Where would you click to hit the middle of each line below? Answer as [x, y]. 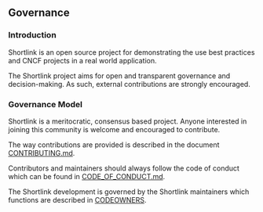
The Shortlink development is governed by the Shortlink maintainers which [129, 192]
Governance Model [45, 104]
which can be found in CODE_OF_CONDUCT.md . [87, 176]
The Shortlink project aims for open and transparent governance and [119, 75]
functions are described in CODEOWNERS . [77, 199]
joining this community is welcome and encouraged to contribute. [114, 129]
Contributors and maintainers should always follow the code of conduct [124, 168]
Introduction [32, 35]
